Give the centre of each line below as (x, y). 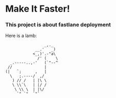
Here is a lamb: (21, 36)
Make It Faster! (38, 9)
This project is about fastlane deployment (58, 25)
